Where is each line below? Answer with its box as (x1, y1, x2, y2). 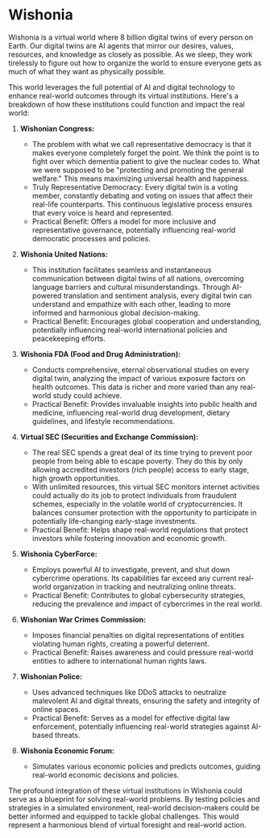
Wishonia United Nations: (19, 249, 108, 259)
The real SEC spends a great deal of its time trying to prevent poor (31, 447, 253, 457)
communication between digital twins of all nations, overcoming (31, 273, 244, 283)
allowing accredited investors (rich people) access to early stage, (31, 464, 250, 474)
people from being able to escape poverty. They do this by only (31, 456, 243, 466)
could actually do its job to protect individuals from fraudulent (31, 490, 237, 500)
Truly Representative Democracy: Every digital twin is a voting (31, 182, 239, 191)
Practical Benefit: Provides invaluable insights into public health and (31, 399, 258, 409)
